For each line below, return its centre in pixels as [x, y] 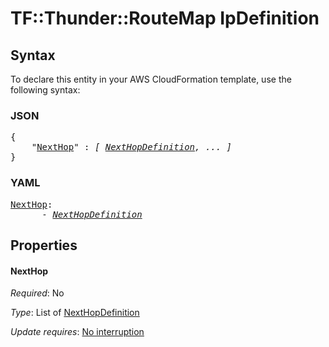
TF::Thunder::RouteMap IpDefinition [165, 18]
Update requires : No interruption [77, 332]
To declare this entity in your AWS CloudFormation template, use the [151, 79]
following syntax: [45, 90]
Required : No [37, 293]
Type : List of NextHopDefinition [75, 313]
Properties [44, 245]
